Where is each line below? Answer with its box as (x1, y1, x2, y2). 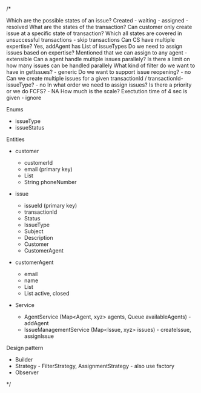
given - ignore (6, 94, 42, 101)
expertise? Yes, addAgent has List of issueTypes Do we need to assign (6, 42, 183, 50)
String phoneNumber (24, 179, 77, 185)
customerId (24, 159, 53, 166)
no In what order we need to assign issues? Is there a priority (39, 81, 192, 88)
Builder (15, 356, 33, 363)
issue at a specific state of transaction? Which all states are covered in (6, 30, 183, 37)
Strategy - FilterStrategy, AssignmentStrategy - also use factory (15, 363, 174, 369)
